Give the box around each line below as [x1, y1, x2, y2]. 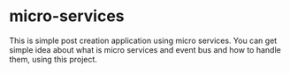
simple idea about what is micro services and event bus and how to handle [9, 44, 281, 55]
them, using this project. [9, 54, 97, 64]
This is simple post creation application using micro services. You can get [9, 35, 278, 46]
